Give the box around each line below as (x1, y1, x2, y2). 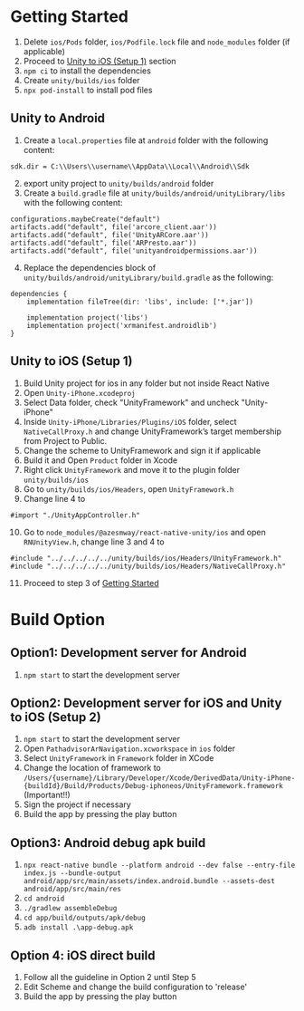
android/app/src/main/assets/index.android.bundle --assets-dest (23, 877, 275, 886)
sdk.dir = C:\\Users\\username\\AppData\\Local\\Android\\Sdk (10, 161, 250, 171)
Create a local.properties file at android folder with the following (23, 134, 269, 146)
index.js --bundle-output (23, 869, 121, 878)
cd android (23, 894, 65, 903)
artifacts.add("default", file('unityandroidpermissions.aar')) (10, 246, 258, 255)
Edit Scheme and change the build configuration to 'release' (23, 981, 248, 992)
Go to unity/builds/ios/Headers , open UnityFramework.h (23, 483, 234, 495)
